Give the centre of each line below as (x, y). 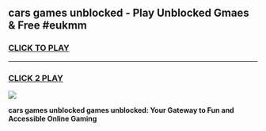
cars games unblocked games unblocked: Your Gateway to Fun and (122, 110)
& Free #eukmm (47, 26)
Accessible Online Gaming (53, 118)
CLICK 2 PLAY (36, 78)
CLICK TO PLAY (39, 48)
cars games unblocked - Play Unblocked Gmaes (129, 13)
